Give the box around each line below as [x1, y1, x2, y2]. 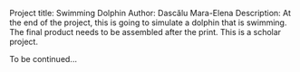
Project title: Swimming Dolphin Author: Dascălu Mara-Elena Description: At [9, 8, 292, 18]
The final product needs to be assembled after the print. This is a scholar [9, 27, 282, 37]
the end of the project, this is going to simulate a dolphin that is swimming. [9, 17, 287, 28]
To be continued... [9, 54, 77, 64]
